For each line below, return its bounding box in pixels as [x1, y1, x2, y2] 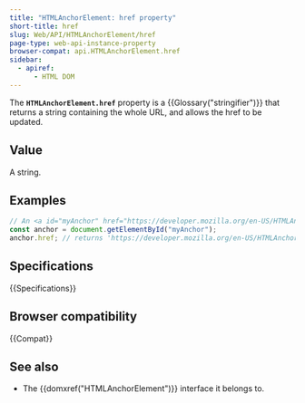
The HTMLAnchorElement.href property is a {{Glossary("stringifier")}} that [9, 97, 280, 108]
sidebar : [9, 55, 43, 64]
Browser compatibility [9, 309, 138, 324]
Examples [9, 192, 66, 208]
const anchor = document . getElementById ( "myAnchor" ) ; [9, 225, 218, 235]
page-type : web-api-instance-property [9, 38, 156, 48]
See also [9, 360, 59, 375]
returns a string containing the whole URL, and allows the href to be [9, 106, 262, 118]
